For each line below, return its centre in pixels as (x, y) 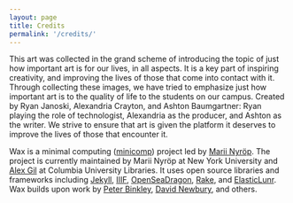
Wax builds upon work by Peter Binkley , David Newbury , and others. (133, 189)
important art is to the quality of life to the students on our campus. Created (147, 97)
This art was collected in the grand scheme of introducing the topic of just (144, 59)
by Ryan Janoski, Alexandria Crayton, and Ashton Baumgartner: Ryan (135, 106)
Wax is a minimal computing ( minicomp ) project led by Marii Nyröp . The (140, 152)
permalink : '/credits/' (53, 34)
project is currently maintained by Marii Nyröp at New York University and (144, 161)
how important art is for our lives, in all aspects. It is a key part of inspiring (144, 68)
